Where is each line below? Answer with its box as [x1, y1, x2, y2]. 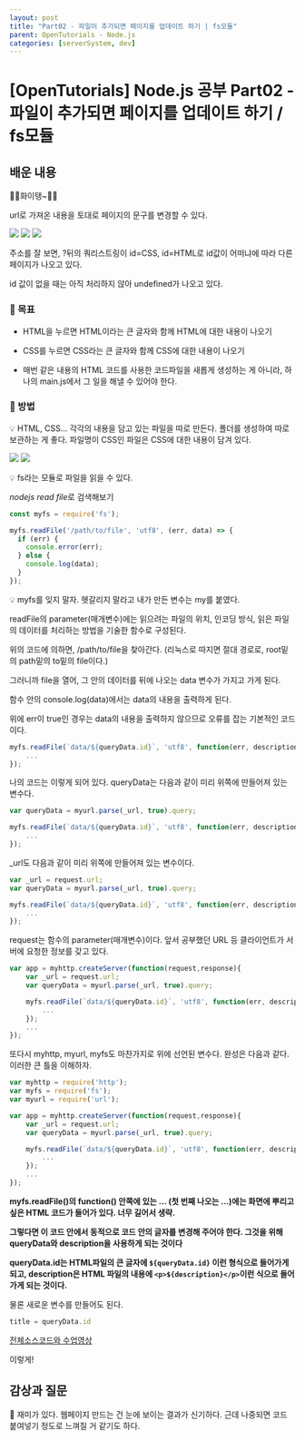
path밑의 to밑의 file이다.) [18, 655, 109, 666]
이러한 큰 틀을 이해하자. [9, 1060, 93, 1071]
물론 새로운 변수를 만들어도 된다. [9, 1298, 124, 1309]
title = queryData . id [9, 1317, 92, 1326]
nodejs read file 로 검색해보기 [9, 491, 114, 502]
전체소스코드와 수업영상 [9, 1335, 93, 1346]
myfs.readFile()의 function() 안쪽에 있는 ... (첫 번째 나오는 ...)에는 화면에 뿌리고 [9, 1195, 295, 1207]
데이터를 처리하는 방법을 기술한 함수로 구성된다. [18, 624, 187, 635]
